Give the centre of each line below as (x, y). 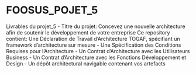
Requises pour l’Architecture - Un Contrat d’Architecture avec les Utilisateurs (98, 51)
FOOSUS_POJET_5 (52, 10)
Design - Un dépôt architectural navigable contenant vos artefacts (86, 63)
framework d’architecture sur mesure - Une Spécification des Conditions (94, 45)
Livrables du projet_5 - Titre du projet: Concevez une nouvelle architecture (96, 26)
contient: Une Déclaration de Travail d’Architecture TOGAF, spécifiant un (93, 39)
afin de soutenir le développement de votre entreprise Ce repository (88, 32)
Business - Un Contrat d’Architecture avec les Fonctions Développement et (96, 57)
